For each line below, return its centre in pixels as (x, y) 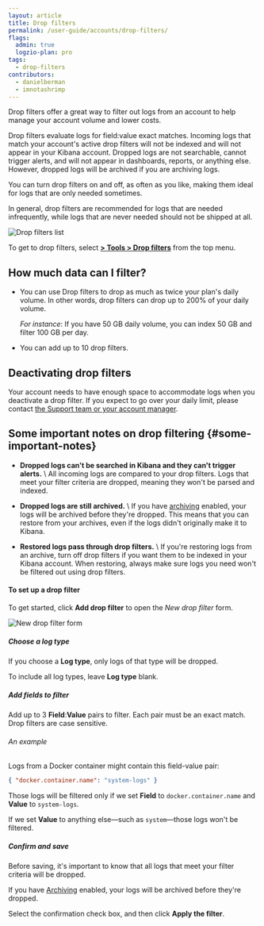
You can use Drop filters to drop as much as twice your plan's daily (129, 292)
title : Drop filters (42, 23)
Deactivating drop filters (70, 373)
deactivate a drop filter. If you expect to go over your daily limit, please (124, 400)
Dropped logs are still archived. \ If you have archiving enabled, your (133, 505)
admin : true (35, 45)
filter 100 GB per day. (54, 332)
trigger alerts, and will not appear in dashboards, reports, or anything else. (130, 161)
